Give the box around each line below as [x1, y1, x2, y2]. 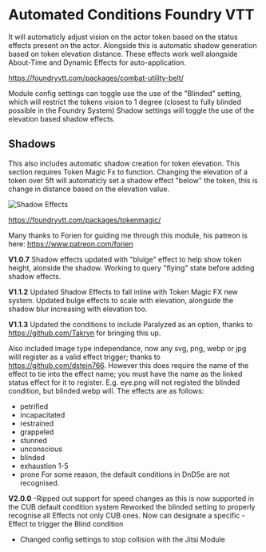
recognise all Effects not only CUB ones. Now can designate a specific [8, 510, 240, 520]
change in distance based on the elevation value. [8, 184, 170, 194]
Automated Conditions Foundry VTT [8, 6, 255, 24]
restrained [19, 418, 54, 428]
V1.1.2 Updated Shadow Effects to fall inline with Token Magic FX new [8, 286, 238, 297]
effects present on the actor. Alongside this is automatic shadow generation [8, 40, 257, 50]
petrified [19, 402, 49, 411]
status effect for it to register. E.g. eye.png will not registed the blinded [8, 378, 240, 387]
